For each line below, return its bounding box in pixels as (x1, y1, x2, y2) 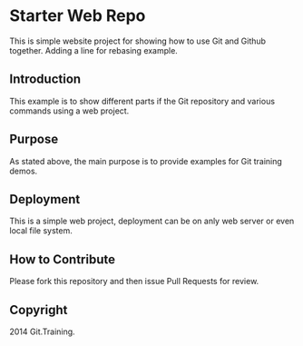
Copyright (9, 302, 68, 318)
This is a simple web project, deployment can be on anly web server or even (9, 215, 295, 227)
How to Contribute (9, 252, 116, 267)
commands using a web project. (9, 105, 130, 116)
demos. (9, 165, 38, 176)
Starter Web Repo (9, 5, 146, 26)
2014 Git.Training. (9, 326, 75, 337)
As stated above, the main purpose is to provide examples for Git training (9, 155, 283, 166)
